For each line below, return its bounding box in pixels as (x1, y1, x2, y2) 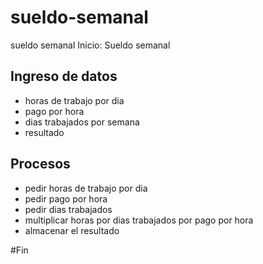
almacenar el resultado (24, 224, 120, 236)
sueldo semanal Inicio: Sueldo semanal (10, 39, 171, 51)
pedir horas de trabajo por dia (24, 182, 148, 194)
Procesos (10, 156, 71, 173)
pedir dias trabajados (24, 203, 113, 215)
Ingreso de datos (10, 68, 118, 85)
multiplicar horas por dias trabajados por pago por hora (24, 214, 254, 226)
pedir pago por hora (24, 192, 108, 205)
